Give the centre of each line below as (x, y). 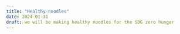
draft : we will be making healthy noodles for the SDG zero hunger (90, 22)
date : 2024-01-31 (27, 17)
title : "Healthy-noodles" (38, 11)
